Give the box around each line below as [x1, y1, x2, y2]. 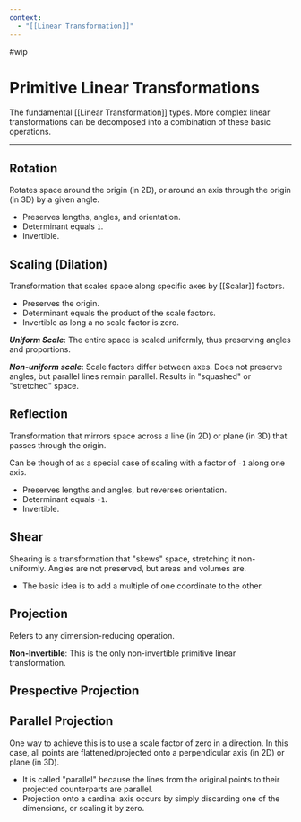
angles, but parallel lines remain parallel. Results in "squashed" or [9, 371, 252, 382]
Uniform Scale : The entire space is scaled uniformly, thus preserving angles [9, 334, 291, 346]
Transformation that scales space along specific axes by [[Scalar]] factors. [9, 280, 285, 292]
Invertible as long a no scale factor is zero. [21, 317, 179, 328]
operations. [9, 127, 52, 137]
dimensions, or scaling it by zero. [21, 802, 145, 813]
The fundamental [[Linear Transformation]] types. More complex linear [9, 107, 271, 118]
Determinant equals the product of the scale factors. [21, 307, 217, 319]
